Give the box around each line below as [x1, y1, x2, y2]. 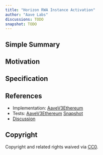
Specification [5, 74, 48, 83]
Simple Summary [5, 40, 60, 48]
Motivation [5, 58, 40, 66]
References [5, 91, 42, 100]
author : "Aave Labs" [5, 12, 49, 17]
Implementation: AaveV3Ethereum [12, 105, 83, 111]
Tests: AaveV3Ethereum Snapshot [12, 111, 83, 117]
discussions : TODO [5, 17, 44, 22]
